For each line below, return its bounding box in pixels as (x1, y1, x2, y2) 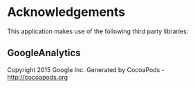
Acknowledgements (7, 4, 126, 20)
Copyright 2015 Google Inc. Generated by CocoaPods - (7, 65, 165, 73)
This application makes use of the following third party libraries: (7, 27, 189, 35)
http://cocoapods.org (7, 73, 68, 81)
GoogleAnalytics (7, 47, 81, 59)
